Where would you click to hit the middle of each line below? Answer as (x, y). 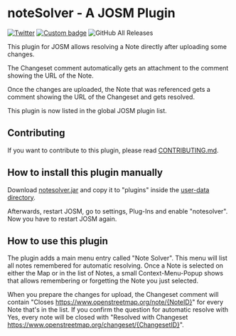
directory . (21, 197)
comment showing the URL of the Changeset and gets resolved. (101, 97)
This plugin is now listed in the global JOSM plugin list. (87, 110)
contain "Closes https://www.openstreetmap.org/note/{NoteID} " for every (116, 302)
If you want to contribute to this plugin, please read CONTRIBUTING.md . (113, 150)
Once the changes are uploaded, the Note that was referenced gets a (109, 89)
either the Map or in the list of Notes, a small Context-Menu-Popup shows (116, 273)
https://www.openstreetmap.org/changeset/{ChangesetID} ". (96, 325)
